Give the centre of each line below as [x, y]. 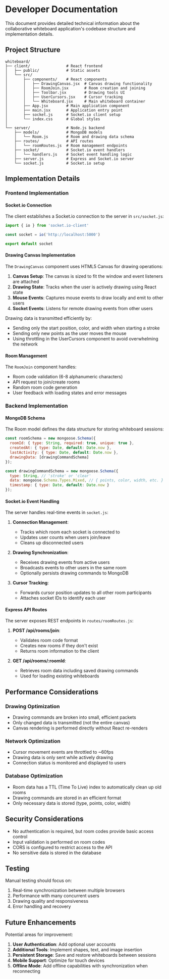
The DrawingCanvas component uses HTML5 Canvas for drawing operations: [84, 267]
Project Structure [33, 50]
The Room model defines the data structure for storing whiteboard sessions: [84, 429]
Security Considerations [45, 819]
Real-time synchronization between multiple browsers [69, 891]
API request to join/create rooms [46, 382]
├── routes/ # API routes [54, 141]
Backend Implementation [37, 406]
